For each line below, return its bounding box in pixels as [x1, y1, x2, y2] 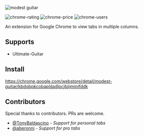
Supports [5, 38, 34, 46]
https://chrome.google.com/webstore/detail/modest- [5, 78, 112, 84]
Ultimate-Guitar [12, 51, 44, 56]
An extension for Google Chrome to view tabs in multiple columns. [5, 24, 139, 29]
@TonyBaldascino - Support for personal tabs [12, 120, 106, 126]
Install [5, 65, 25, 74]
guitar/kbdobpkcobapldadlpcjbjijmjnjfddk [5, 83, 88, 89]
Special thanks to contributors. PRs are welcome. [5, 110, 105, 116]
